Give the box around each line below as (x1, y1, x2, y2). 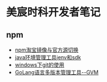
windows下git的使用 (14, 61, 65, 68)
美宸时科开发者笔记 (6, 5, 101, 19)
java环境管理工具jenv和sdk (14, 54, 81, 60)
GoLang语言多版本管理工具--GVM (14, 69, 99, 75)
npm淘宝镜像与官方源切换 (14, 46, 79, 53)
